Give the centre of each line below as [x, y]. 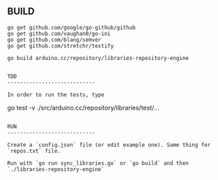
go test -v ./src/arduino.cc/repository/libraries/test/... [83, 107]
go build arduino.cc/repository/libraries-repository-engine [98, 58]
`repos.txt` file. [34, 151]
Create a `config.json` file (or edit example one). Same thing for [109, 145]
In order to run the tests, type [56, 95]
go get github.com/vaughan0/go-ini [59, 33]
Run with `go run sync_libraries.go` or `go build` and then [98, 163]
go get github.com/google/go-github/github [72, 27]
